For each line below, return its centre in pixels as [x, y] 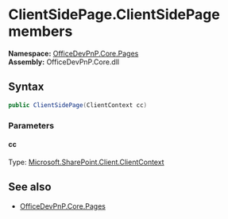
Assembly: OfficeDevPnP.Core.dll [64, 62]
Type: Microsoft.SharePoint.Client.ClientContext [86, 162]
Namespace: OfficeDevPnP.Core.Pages [73, 53]
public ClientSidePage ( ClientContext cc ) [78, 105]
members [41, 31]
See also [30, 187]
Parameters [31, 125]
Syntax [26, 87]
